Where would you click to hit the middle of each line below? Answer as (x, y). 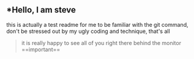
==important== (41, 49)
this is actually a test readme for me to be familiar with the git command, (97, 24)
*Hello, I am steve (41, 10)
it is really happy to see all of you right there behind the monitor (101, 43)
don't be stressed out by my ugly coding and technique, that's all (88, 31)
